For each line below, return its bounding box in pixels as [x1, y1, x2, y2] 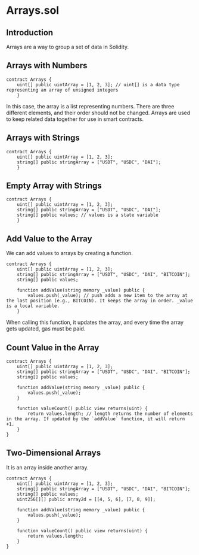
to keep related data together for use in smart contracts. [6, 115, 144, 123]
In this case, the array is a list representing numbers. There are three [6, 102, 175, 110]
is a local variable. [6, 303, 60, 309]
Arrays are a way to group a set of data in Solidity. [6, 43, 129, 50]
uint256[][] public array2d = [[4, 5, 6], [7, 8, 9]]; [17, 496, 156, 502]
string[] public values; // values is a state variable [17, 212, 159, 219]
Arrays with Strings [6, 133, 80, 143]
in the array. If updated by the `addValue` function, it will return [6, 416, 185, 422]
